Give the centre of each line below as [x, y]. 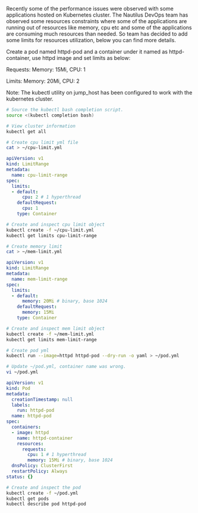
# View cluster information [41, 126]
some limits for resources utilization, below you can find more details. [91, 40]
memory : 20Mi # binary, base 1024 [65, 301]
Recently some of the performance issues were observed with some [90, 9]
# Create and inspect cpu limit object [56, 224]
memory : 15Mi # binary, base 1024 [70, 460]
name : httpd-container [45, 438]
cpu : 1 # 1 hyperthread [57, 455]
